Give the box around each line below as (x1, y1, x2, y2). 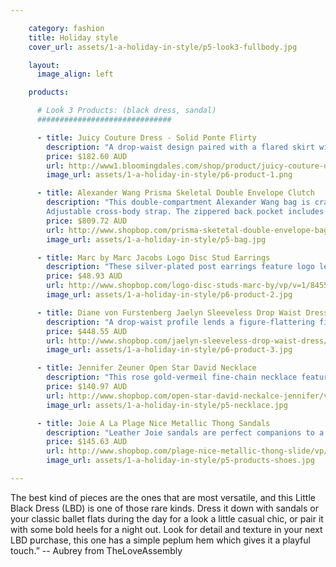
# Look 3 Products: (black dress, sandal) (36, 106, 217, 116)
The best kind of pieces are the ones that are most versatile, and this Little (10, 491, 316, 503)
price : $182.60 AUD (46, 151, 128, 161)
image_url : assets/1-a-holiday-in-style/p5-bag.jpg (46, 234, 267, 245)
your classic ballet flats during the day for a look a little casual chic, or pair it (10, 512, 324, 525)
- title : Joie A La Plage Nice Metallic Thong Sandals (36, 418, 271, 428)
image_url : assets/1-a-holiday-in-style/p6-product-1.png (46, 170, 293, 180)
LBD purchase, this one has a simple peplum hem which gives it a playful (10, 534, 311, 546)
